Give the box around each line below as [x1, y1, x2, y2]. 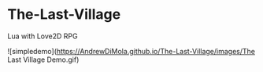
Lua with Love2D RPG [7, 31, 78, 41]
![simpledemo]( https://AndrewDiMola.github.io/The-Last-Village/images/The [7, 46, 255, 56]
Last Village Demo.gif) [7, 55, 80, 64]
